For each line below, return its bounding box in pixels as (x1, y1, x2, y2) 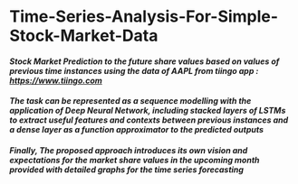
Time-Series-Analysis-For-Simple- (9, 6, 279, 27)
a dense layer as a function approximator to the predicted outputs (9, 124, 264, 135)
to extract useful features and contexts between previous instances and (9, 115, 289, 125)
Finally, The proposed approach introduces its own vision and (9, 144, 248, 155)
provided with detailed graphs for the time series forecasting (9, 164, 245, 175)
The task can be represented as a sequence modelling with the (9, 96, 252, 106)
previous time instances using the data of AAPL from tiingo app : (9, 65, 259, 76)
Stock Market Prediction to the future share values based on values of (9, 56, 280, 67)
